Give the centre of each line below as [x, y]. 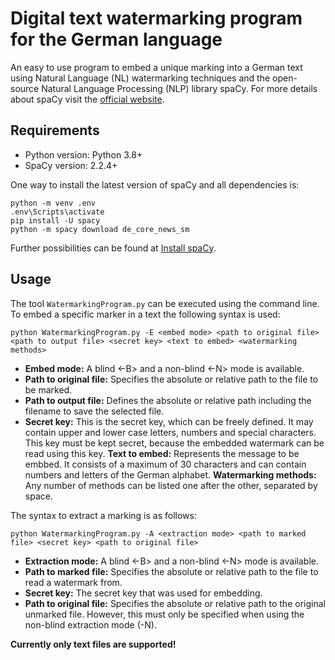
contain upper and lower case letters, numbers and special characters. [170, 432]
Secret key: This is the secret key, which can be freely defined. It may [169, 421]
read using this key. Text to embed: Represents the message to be [162, 453]
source [25, 88]
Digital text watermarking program [156, 18]
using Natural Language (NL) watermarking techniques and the [140, 78]
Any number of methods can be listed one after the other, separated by [171, 485]
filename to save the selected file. [94, 411]
